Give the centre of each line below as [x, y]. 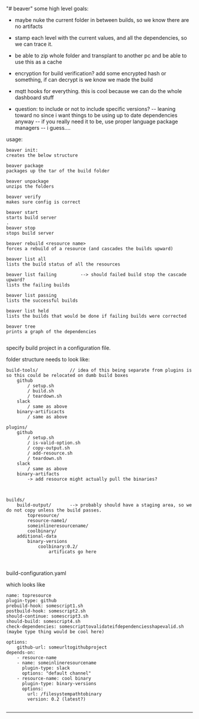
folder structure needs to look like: [48, 359]
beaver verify [24, 197]
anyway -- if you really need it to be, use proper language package [96, 122]
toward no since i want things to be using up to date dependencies [96, 115]
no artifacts [29, 26]
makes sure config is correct [44, 202]
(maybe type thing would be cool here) [55, 632]
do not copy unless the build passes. [54, 510]
